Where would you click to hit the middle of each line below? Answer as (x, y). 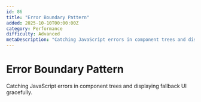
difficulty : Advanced (33, 34)
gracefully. (19, 92)
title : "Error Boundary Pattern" (48, 17)
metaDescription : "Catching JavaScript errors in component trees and (96, 40)
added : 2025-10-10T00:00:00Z (42, 23)
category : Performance (34, 28)
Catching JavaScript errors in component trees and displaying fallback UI (97, 86)
